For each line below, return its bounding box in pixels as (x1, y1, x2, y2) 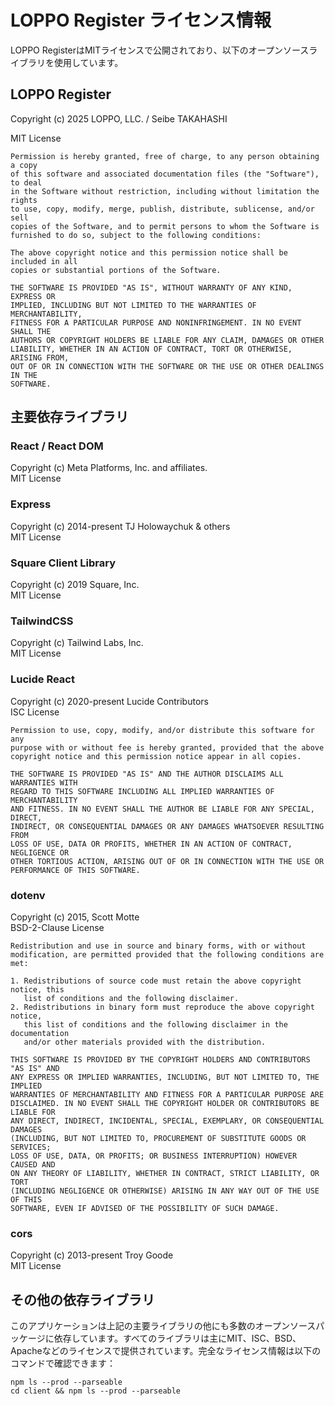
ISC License (10, 706, 60, 718)
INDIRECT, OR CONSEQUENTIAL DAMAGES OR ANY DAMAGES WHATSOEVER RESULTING (10, 821, 325, 831)
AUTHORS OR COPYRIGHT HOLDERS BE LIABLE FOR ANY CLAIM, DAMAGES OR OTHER (10, 335, 325, 345)
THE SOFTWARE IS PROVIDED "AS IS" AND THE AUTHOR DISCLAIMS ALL (10, 769, 284, 779)
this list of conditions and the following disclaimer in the (23, 1019, 288, 1030)
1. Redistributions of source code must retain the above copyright (10, 976, 302, 986)
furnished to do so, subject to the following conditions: (10, 230, 262, 240)
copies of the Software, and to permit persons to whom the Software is (10, 221, 320, 231)
